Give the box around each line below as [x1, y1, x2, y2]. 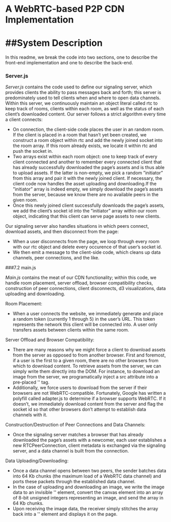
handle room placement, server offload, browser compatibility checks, [5, 280, 153, 286]
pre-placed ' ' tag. [12, 379, 50, 386]
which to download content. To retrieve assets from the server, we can [12, 363, 162, 369]
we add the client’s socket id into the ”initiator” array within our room [12, 208, 157, 214]
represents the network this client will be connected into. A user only [12, 321, 158, 327]
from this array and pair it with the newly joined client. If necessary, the [12, 175, 162, 181]
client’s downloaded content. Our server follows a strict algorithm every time [5, 111, 166, 117]
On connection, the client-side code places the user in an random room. [12, 126, 164, 133]
